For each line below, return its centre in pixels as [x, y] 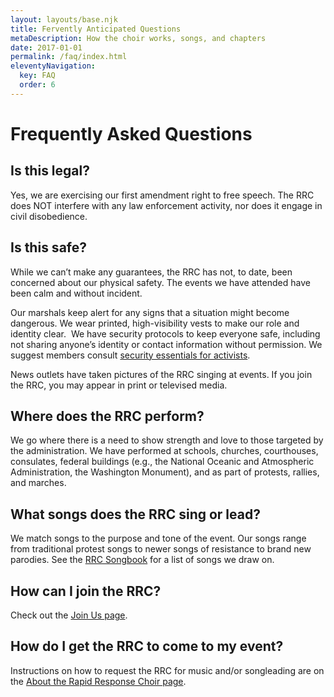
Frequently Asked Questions [131, 133]
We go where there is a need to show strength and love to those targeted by [167, 440]
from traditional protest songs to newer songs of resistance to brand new [161, 549]
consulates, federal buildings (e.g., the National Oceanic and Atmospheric [162, 462]
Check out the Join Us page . [69, 615]
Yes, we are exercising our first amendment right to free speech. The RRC [162, 195]
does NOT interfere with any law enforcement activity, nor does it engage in [166, 205]
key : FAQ [37, 76]
